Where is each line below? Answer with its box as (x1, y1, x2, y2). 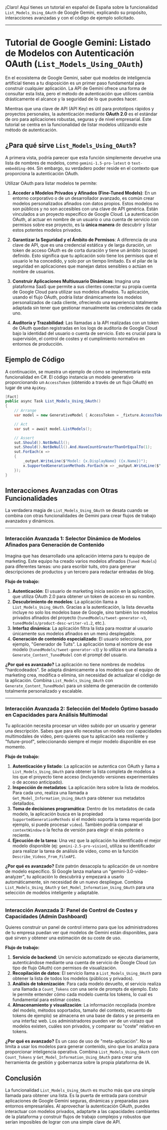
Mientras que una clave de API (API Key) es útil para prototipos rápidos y (5, 105, 154, 111)
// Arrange (14, 408, 37, 413)
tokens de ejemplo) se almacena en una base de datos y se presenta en (12, 1013, 160, 1019)
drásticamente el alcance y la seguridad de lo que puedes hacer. (5, 96, 138, 102)
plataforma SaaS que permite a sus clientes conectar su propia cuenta (12, 283, 157, 289)
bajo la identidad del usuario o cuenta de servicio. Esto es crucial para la (12, 330, 161, 336)
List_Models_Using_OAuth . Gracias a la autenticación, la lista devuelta (12, 604, 154, 610)
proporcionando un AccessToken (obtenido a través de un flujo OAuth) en (5, 379, 153, 385)
